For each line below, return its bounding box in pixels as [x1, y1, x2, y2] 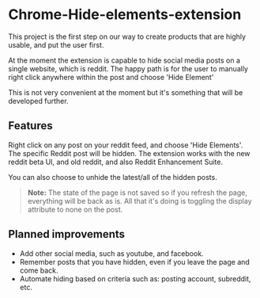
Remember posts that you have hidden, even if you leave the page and [19, 257, 251, 266]
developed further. [8, 96, 69, 105]
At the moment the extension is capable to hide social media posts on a [8, 55, 241, 65]
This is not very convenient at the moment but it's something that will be [8, 87, 243, 97]
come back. [19, 266, 58, 275]
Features [8, 119, 53, 132]
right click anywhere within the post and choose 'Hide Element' [8, 72, 214, 82]
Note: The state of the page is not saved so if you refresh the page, [27, 188, 247, 197]
